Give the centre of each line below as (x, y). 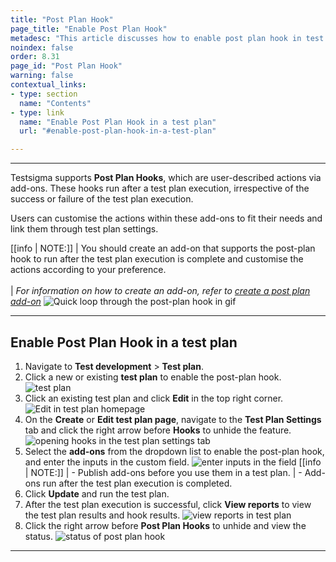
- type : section (44, 94)
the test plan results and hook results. (102, 515)
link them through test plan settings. (84, 229)
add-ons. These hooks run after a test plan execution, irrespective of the (160, 188)
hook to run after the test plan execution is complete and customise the (157, 259)
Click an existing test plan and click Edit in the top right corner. (154, 398)
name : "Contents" (55, 103)
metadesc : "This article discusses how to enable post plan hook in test (167, 38)
